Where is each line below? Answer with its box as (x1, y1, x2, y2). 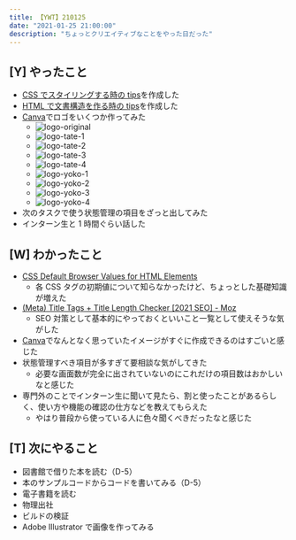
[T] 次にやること (9, 441, 99, 456)
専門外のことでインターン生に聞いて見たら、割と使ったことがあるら (21, 390, 269, 401)
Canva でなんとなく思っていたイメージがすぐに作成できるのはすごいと (21, 336, 277, 345)
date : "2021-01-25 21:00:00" (9, 21, 117, 30)
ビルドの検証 (21, 510, 69, 521)
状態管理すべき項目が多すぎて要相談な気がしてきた (21, 358, 208, 367)
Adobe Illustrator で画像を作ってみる (21, 521, 155, 532)
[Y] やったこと (9, 64, 88, 80)
